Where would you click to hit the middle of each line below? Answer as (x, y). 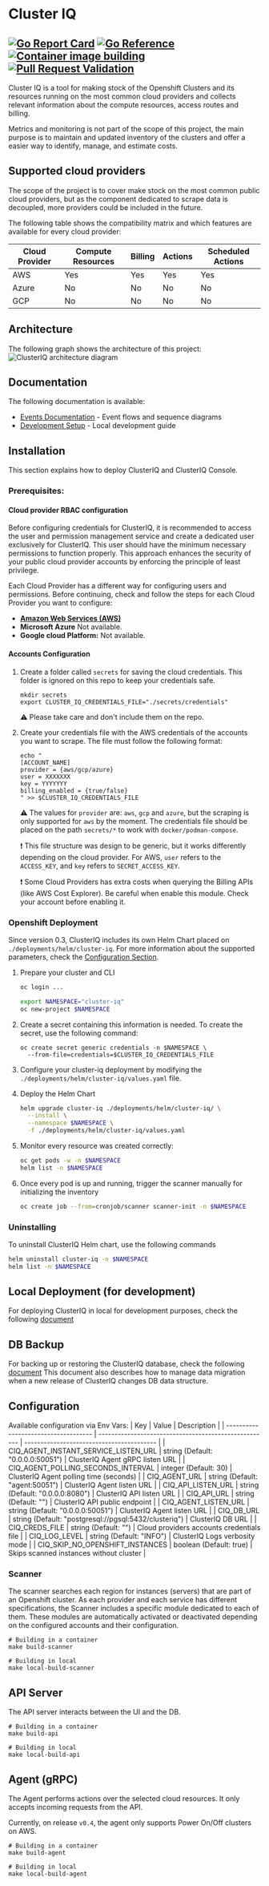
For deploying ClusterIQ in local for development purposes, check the (123, 1311)
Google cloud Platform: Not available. (82, 636)
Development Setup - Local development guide (98, 426)
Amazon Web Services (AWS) (70, 619)
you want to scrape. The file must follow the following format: (121, 741)
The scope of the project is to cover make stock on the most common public (134, 190)
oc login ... (42, 987)
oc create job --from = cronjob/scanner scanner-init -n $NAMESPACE (133, 1206)
